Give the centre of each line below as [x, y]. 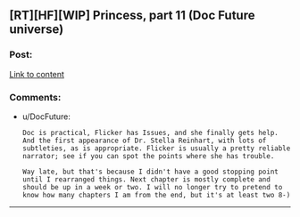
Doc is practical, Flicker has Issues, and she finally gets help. [150, 133]
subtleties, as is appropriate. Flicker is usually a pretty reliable [156, 148]
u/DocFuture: [46, 117]
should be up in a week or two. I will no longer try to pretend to [152, 187]
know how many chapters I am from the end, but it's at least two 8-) [156, 195]
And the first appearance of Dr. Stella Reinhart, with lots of [144, 141]
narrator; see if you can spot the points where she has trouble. [148, 156]
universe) [37, 30]
